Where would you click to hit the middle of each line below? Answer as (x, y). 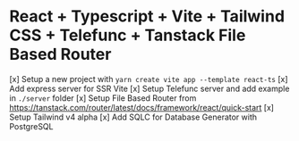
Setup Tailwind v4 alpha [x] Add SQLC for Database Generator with (133, 117)
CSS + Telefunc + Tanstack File (128, 35)
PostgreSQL (31, 126)
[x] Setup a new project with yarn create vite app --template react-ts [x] (149, 79)
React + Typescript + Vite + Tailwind (147, 17)
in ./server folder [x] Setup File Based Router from (103, 98)
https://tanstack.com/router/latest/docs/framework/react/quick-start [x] (142, 107)
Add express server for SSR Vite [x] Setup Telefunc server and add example (149, 88)
